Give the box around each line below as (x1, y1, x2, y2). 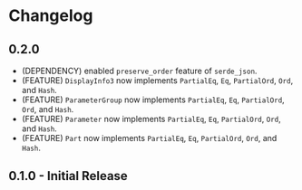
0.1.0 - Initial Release (8, 168, 128, 184)
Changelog (8, 5, 93, 26)
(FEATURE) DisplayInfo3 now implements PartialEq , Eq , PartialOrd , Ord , (21, 75, 294, 86)
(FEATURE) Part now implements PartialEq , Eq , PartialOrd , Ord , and (21, 133, 278, 143)
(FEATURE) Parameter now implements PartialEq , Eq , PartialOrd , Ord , (21, 114, 282, 124)
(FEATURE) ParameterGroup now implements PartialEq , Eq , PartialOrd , (21, 94, 285, 105)
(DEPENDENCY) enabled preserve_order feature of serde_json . (21, 65, 258, 76)
